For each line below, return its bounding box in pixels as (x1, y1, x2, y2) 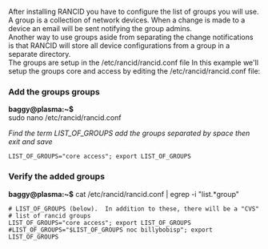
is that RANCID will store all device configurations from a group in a (8, 41, 230, 50)
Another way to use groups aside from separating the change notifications (8, 32, 254, 42)
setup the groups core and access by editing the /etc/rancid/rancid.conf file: (8, 66, 261, 75)
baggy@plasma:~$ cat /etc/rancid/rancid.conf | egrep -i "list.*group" (8, 189, 240, 199)
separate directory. (8, 50, 71, 58)
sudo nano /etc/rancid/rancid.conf (8, 113, 122, 122)
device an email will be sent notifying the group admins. (8, 24, 192, 33)
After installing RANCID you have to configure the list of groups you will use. (8, 7, 259, 16)
